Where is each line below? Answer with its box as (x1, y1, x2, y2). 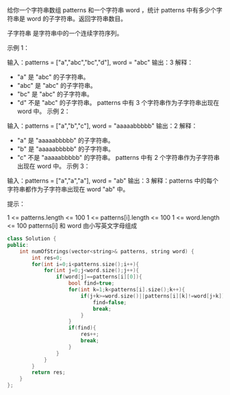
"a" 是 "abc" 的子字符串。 (16, 73, 90, 81)
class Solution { (7, 235, 57, 242)
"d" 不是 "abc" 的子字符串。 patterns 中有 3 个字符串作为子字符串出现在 (16, 99, 220, 106)
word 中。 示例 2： (16, 107, 71, 115)
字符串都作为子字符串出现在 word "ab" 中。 (7, 185, 129, 193)
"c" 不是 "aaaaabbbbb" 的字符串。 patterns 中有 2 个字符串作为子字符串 (16, 154, 220, 161)
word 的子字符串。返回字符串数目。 (26, 14, 127, 23)
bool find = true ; (68, 280, 115, 287)
